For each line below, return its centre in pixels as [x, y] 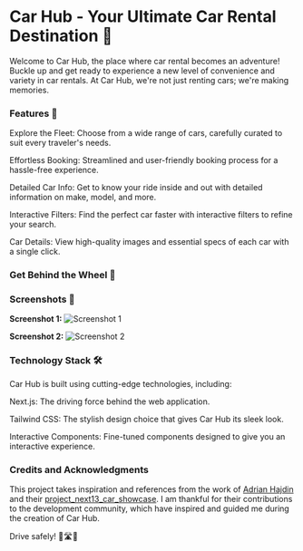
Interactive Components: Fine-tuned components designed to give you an [147, 436]
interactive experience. [52, 446]
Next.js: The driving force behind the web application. [110, 401]
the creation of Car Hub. [54, 518]
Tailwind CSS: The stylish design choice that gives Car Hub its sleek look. [147, 419]
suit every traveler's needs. [60, 143]
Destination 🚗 [61, 36]
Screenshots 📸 [42, 299]
